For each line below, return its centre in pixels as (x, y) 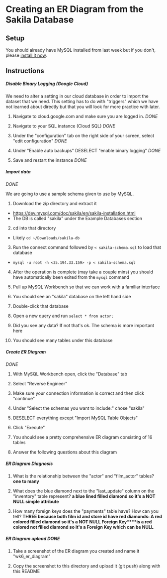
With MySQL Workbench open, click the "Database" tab (70, 374)
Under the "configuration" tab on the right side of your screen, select (83, 136)
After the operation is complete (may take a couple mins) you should (83, 272)
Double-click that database (41, 306)
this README (26, 572)
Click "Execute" (29, 428)
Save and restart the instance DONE (50, 160)
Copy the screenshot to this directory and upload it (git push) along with (86, 566)
